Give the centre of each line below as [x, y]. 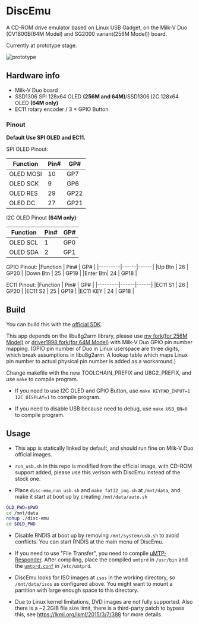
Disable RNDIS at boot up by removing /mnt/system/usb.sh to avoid [97, 536]
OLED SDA [24, 252]
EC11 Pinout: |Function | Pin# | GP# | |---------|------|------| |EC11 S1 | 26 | [97, 285]
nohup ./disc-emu [28, 518]
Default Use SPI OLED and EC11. [46, 138]
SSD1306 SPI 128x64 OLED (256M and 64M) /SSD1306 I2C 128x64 [97, 96]
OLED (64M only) [37, 103]
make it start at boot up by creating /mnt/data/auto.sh [81, 496]
